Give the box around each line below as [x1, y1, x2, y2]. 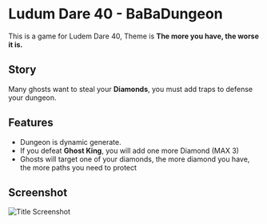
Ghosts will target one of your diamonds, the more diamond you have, [19, 154, 250, 164]
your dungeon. [8, 93, 58, 102]
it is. [8, 39, 23, 49]
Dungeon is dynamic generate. [19, 137, 122, 146]
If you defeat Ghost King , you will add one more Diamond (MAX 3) [19, 146, 240, 155]
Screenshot [8, 186, 68, 199]
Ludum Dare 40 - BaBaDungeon [8, 5, 223, 23]
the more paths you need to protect [19, 162, 137, 172]
